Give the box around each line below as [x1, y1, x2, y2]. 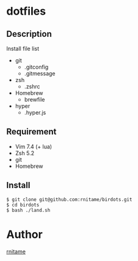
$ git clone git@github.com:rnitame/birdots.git [6, 196, 133, 203]
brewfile [24, 96, 45, 103]
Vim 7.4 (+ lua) [15, 143, 53, 150]
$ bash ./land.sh [6, 207, 51, 213]
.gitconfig [24, 63, 49, 70]
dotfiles [6, 4, 46, 18]
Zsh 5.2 [15, 149, 35, 157]
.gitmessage [24, 70, 56, 77]
